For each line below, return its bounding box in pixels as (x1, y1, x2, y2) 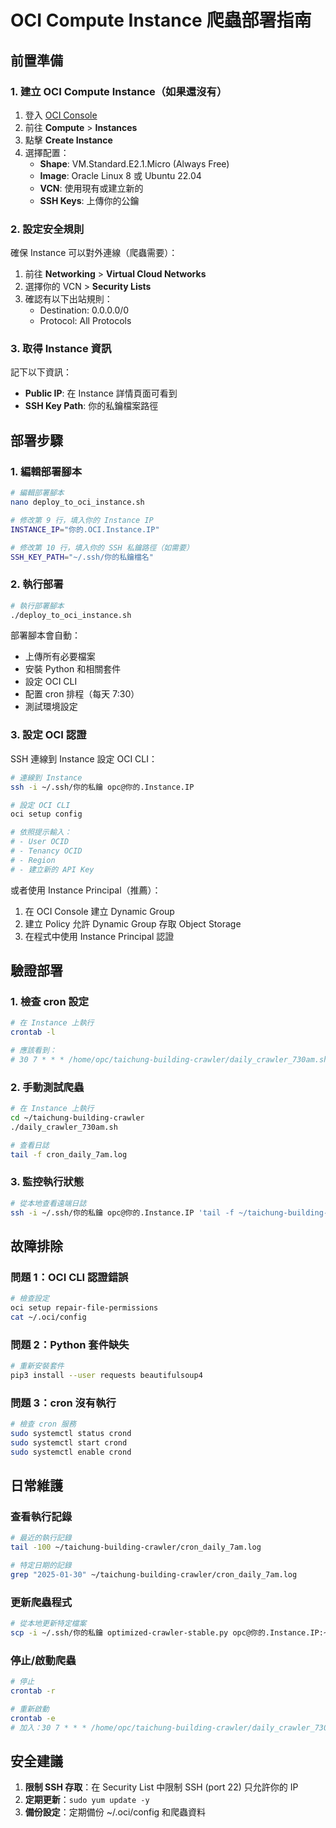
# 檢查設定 (10, 1294, 50, 1304)
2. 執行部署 (10, 577, 64, 591)
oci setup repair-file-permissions (10, 1303, 159, 1313)
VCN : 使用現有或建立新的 (39, 182, 144, 194)
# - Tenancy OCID (10, 846, 83, 856)
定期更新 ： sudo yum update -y (24, 1794, 150, 1806)
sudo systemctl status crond (10, 1429, 132, 1439)
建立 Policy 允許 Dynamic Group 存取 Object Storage (24, 917, 242, 930)
